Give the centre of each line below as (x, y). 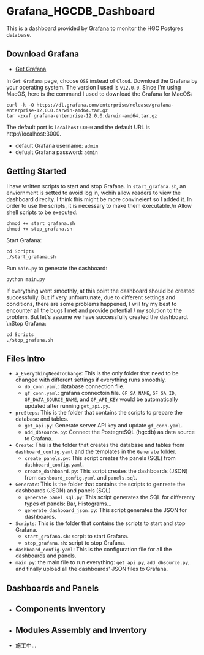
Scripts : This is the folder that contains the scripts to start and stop (100, 523)
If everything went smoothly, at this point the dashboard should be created (100, 291)
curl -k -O (20, 105)
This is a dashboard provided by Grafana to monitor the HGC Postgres (95, 28)
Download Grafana (43, 54)
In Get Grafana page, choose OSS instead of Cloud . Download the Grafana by (102, 80)
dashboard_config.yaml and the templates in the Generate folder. (96, 451)
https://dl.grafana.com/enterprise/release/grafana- (105, 105)
